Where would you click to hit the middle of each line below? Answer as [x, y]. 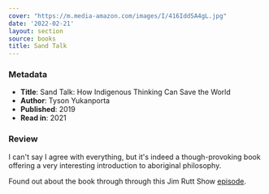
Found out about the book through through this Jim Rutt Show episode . [127, 181]
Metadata [28, 75]
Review [23, 139]
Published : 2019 [48, 110]
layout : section [36, 31]
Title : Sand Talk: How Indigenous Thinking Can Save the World [126, 92]
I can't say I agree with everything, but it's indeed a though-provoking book [135, 157]
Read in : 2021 [43, 118]
